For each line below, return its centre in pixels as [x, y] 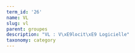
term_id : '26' [24, 12]
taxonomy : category [31, 40]
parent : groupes [27, 29]
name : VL [17, 18]
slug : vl [17, 23]
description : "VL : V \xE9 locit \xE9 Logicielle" [68, 35]
